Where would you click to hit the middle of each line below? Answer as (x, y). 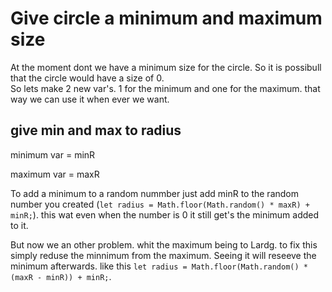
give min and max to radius (96, 130)
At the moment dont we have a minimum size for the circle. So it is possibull (166, 67)
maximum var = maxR (55, 174)
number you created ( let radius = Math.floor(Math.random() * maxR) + (160, 204)
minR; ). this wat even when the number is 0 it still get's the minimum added (165, 214)
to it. (19, 225)
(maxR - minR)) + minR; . (61, 276)
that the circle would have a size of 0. (87, 78)
